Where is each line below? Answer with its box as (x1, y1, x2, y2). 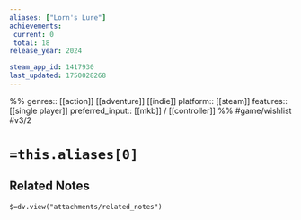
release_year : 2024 (9, 47, 83, 56)
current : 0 (13, 30, 54, 39)
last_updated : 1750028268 (9, 71, 106, 81)
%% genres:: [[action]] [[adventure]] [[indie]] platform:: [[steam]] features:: (9, 95, 288, 106)
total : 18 (13, 38, 50, 48)
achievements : (9, 22, 63, 31)
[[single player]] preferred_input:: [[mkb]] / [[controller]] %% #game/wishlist (9, 105, 292, 116)
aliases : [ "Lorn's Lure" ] (9, 13, 106, 22)
